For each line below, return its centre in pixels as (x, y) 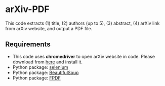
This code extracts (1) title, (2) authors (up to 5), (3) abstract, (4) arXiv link (82, 23)
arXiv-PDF (27, 9)
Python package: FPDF (36, 78)
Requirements (28, 45)
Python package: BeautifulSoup (46, 72)
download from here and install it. (47, 62)
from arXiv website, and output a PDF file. (49, 28)
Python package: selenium (40, 67)
